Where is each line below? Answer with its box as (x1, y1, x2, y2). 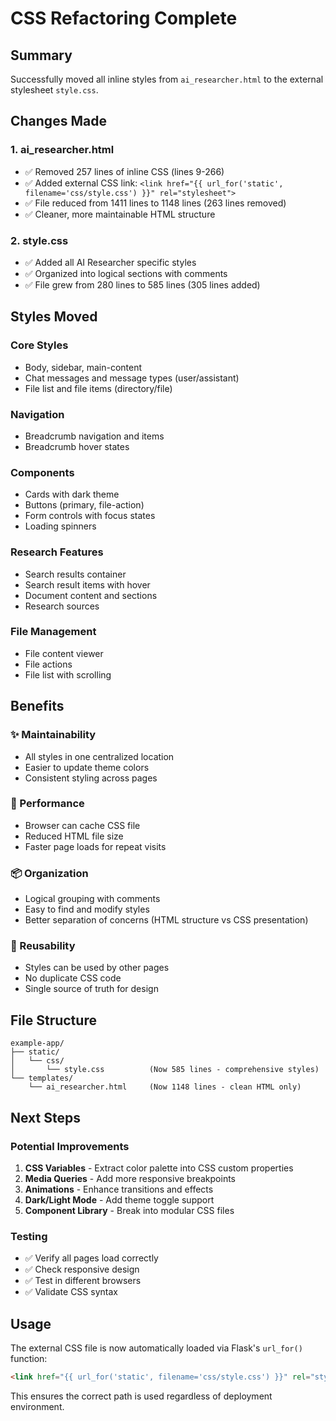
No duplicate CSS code (24, 972, 122, 984)
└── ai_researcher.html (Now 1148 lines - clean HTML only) (28, 1082, 302, 1092)
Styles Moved (10, 308, 98, 326)
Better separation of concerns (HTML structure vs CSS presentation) (24, 914, 309, 926)
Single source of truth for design (24, 983, 159, 995)
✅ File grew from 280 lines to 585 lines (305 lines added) (24, 278, 261, 291)
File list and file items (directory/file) (24, 382, 173, 394)
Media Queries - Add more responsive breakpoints (24, 1172, 236, 1184)
